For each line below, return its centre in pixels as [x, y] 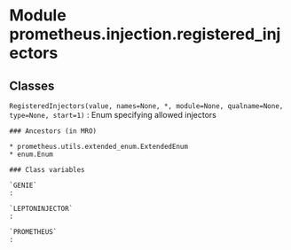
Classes [32, 86]
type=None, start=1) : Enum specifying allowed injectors [113, 115]
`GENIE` [24, 185]
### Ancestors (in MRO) [53, 131]
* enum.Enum [31, 154]
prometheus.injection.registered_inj [145, 34]
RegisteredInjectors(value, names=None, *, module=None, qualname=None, [146, 106]
